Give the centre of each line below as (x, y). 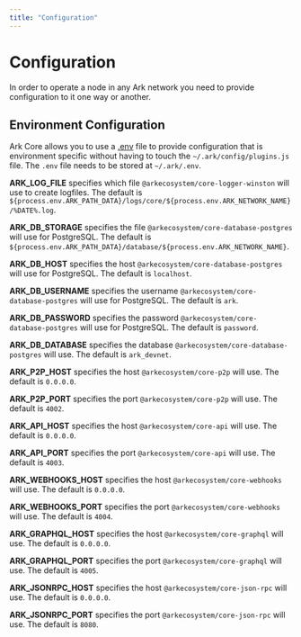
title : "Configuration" (54, 18)
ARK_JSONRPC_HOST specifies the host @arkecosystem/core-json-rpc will (148, 588)
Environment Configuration (87, 125)
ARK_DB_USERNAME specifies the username (94, 291)
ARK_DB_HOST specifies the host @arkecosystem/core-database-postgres (146, 264)
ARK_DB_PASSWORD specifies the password (94, 318)
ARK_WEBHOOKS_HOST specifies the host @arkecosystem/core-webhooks (146, 480)
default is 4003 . (37, 462)
